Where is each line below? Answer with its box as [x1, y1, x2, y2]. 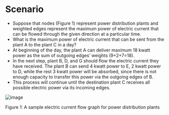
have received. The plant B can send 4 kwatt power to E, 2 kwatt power [12, 63, 161, 69]
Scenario [5, 4, 44, 15]
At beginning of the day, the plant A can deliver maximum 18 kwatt [12, 47, 150, 53]
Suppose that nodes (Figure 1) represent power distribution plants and [12, 20, 158, 26]
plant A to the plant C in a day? [12, 41, 77, 47]
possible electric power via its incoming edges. [12, 84, 110, 90]
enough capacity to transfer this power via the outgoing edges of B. [12, 74, 154, 80]
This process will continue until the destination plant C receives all [12, 79, 150, 85]
